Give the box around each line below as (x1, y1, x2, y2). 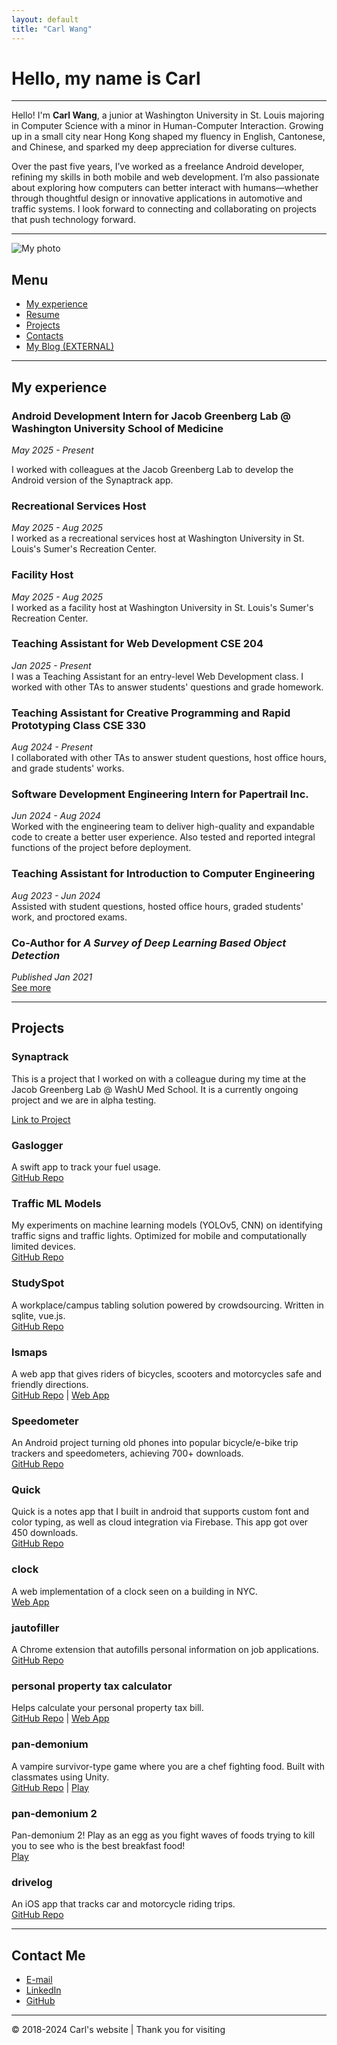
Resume (25, 309, 60, 321)
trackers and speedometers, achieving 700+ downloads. (11, 1447, 244, 1460)
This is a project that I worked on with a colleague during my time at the (11, 1072, 307, 1085)
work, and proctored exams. (11, 911, 128, 923)
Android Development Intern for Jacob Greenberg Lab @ (11, 409, 291, 423)
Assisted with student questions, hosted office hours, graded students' (11, 900, 304, 912)
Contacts (25, 330, 64, 342)
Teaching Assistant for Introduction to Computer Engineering (11, 867, 316, 881)
